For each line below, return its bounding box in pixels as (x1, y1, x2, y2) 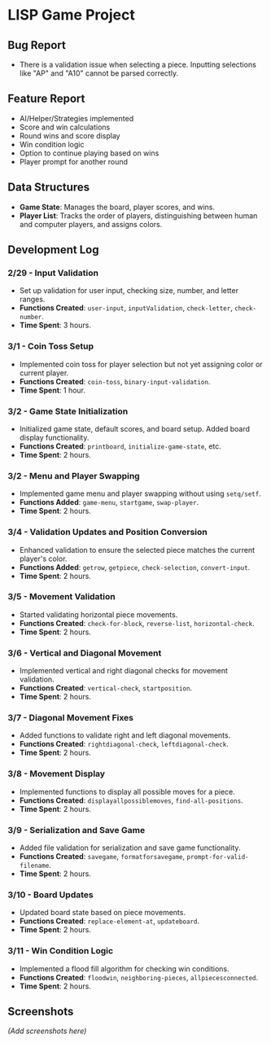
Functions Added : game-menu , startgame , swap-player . (19, 497, 199, 507)
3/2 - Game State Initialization (7, 405, 129, 417)
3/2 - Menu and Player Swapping (7, 470, 140, 481)
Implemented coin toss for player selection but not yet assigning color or (19, 359, 263, 369)
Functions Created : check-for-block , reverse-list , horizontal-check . (19, 618, 255, 628)
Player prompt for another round (19, 156, 128, 166)
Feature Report (7, 92, 85, 106)
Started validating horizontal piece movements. (19, 609, 178, 620)
